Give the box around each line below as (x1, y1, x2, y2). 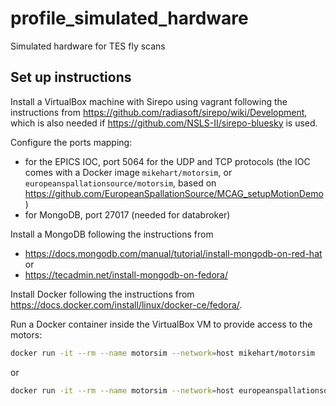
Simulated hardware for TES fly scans (10, 40, 166, 52)
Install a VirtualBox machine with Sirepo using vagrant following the (10, 95, 288, 107)
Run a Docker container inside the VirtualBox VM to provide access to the (10, 318, 313, 330)
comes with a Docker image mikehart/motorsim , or (24, 166, 233, 178)
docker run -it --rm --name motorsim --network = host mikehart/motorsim (10, 348, 315, 358)
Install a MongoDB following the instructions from (10, 228, 214, 240)
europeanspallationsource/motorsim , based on (24, 177, 217, 189)
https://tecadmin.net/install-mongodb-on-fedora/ (24, 268, 228, 281)
